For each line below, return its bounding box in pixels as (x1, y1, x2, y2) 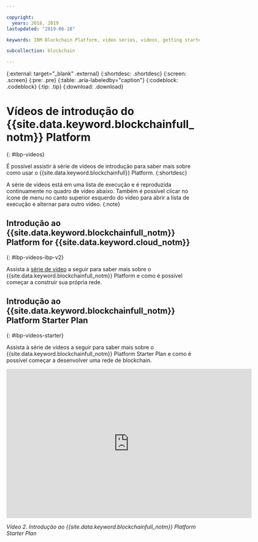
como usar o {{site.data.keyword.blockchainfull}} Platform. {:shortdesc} (6, 169, 188, 176)
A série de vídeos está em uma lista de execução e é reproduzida (6, 181, 172, 189)
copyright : (6, 14, 34, 20)
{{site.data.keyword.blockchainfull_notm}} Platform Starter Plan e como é (6, 350, 192, 357)
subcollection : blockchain (6, 48, 75, 54)
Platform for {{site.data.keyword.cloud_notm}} (6, 237, 191, 248)
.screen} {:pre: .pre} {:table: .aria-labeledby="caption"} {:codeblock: (6, 77, 178, 84)
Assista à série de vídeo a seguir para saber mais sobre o (6, 265, 151, 273)
